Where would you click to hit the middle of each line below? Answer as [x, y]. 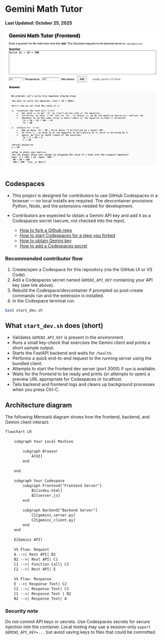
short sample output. [33, 348]
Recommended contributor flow [44, 259]
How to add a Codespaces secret [53, 246]
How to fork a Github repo [46, 230]
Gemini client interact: [27, 422]
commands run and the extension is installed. [58, 295]
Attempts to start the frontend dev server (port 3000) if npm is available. [84, 369]
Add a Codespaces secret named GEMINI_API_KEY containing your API [82, 280]
